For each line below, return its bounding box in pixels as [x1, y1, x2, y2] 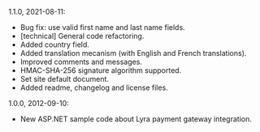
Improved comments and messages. [19, 57, 142, 66]
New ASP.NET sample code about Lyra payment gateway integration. [19, 114, 252, 124]
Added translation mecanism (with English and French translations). [19, 49, 247, 57]
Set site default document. [19, 75, 110, 83]
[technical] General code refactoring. [19, 32, 145, 40]
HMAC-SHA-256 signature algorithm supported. [19, 66, 182, 75]
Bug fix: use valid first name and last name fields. [19, 23, 185, 32]
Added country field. [19, 40, 89, 49]
